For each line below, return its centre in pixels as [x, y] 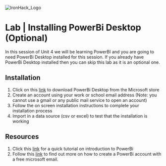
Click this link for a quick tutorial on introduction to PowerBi [73, 149]
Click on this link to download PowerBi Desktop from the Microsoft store [86, 89]
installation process [32, 111]
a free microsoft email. [35, 159]
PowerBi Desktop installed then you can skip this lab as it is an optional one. [83, 62]
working [21, 121]
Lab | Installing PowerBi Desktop [73, 28]
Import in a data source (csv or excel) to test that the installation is [80, 116]
